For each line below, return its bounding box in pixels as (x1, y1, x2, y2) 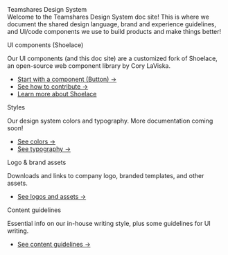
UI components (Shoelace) (7, 41, 84, 49)
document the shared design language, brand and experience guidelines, (7, 20, 217, 28)
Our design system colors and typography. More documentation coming (7, 116, 213, 125)
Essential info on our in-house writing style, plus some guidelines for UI (7, 220, 211, 227)
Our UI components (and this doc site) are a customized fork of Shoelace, (7, 54, 218, 62)
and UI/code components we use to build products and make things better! (7, 28, 222, 35)
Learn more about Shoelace (17, 90, 97, 98)
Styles (7, 103, 26, 112)
